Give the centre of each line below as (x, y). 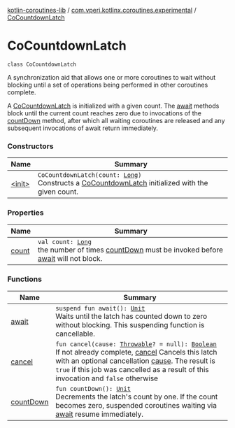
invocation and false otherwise (107, 378)
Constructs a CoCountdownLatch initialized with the (123, 183)
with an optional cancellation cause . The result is (135, 361)
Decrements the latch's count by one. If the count (137, 397)
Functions (24, 279)
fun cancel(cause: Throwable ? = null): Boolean (136, 344)
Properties (26, 213)
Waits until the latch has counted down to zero (131, 316)
